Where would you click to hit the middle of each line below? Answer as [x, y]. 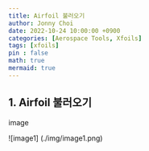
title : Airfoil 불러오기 [47, 16]
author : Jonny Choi [41, 23]
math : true [27, 61]
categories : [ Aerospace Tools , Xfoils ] [75, 38]
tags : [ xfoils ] [34, 46]
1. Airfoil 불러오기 [50, 102]
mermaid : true [32, 68]
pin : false [28, 53]
